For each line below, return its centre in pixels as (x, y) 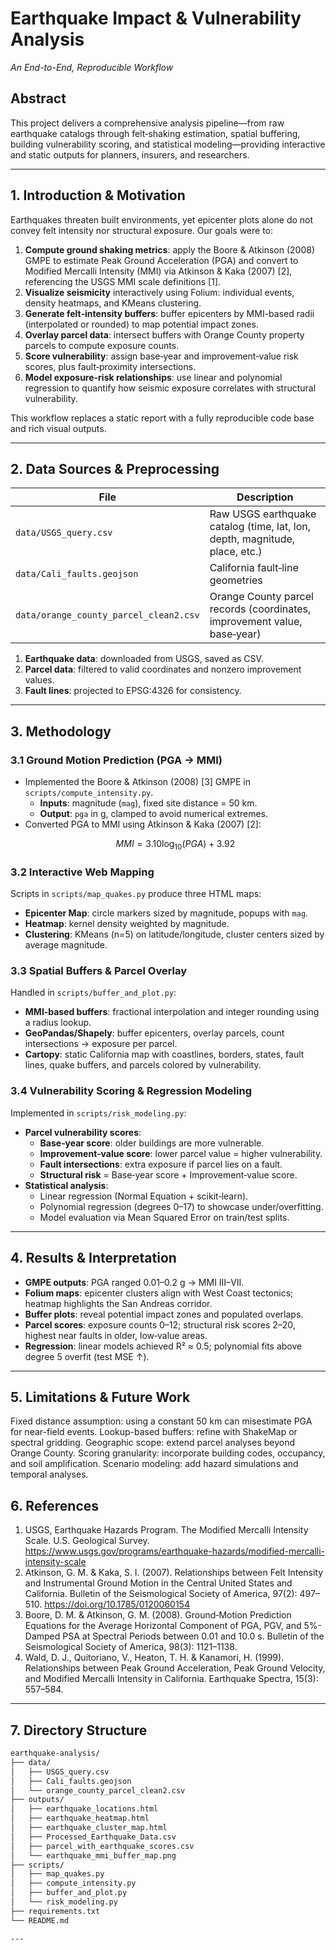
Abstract (38, 98)
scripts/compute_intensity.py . (89, 793)
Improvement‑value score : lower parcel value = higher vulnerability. (181, 1153)
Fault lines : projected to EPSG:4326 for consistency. (133, 691)
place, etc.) (236, 552)
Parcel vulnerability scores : (83, 1132)
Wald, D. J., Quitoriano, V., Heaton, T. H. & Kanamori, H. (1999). (154, 1658)
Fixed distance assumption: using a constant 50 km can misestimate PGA (161, 1421)
